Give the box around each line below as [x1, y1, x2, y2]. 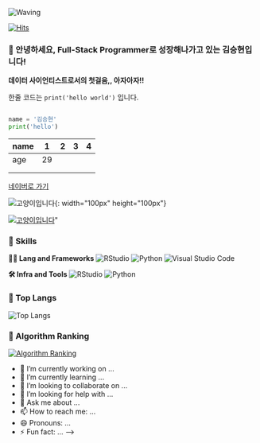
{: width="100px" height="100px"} [54, 199, 167, 208]
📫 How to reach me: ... [19, 406, 96, 416]
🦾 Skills [8, 235, 37, 247]
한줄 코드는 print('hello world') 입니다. [8, 92, 139, 103]
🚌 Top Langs [8, 293, 57, 304]
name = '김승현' [8, 115, 57, 123]
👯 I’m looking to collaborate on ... [19, 380, 128, 390]
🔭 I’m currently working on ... [19, 363, 114, 373]
